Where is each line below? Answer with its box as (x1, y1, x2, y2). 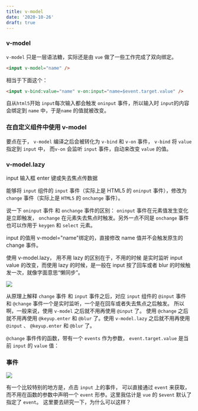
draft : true (6, 19, 35, 25)
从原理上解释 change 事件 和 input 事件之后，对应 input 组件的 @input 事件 (6, 293, 186, 300)
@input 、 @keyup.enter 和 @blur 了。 (6, 322, 96, 330)
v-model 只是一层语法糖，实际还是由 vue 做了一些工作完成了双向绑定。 (6, 53, 177, 60)
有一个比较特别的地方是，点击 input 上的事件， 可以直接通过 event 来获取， (6, 384, 190, 391)
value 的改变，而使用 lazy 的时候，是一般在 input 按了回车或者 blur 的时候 (6, 262, 186, 269)
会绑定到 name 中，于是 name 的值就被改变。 (6, 107, 110, 114)
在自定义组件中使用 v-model (6, 123, 87, 132)
